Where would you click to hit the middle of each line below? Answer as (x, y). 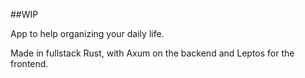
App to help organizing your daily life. (87, 33)
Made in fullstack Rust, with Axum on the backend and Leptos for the (152, 53)
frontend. (29, 63)
